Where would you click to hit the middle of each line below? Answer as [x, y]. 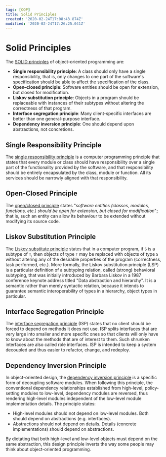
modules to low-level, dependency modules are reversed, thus [84, 393]
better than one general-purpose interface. [57, 119]
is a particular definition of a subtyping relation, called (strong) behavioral [80, 270]
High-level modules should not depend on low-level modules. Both [81, 413]
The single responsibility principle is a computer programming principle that [83, 157]
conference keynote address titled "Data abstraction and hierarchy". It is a [81, 280]
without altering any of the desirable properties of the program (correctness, [83, 259]
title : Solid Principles [31, 14]
